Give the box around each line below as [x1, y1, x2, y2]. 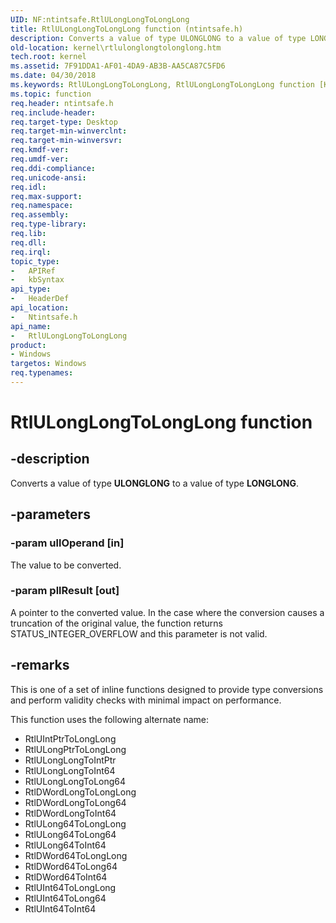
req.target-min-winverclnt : [10, 126, 128, 136]
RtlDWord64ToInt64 [24, 871, 108, 883]
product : [10, 340, 47, 350]
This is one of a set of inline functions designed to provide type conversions [10, 683, 324, 695]
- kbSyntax [10, 275, 65, 285]
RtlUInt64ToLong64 [24, 892, 107, 904]
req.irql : [10, 247, 52, 257]
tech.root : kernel [10, 52, 87, 62]
